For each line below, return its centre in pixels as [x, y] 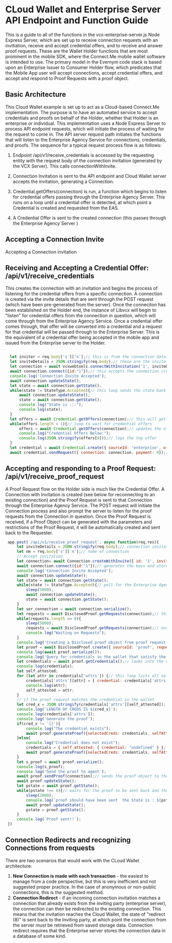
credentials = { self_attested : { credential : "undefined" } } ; [96, 748]
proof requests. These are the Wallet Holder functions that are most [77, 51]
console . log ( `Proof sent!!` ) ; [49, 819]
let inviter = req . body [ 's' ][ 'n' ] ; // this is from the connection [82, 357]
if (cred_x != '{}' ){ [38, 723]
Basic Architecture [36, 94]
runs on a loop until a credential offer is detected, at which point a [82, 202]
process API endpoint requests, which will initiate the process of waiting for [85, 129]
